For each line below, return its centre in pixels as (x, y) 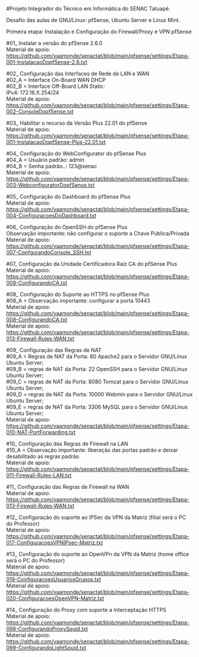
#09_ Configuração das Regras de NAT (54, 350)
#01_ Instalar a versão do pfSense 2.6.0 (54, 43)
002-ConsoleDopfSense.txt (40, 111)
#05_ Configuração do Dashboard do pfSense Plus (68, 197)
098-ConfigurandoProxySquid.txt (47, 629)
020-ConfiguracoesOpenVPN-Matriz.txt (55, 598)
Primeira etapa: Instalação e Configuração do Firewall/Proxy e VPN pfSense (99, 32)
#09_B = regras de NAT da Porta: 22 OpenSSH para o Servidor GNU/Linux (97, 369)
